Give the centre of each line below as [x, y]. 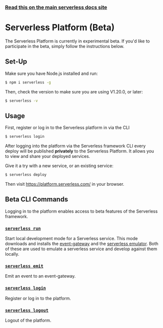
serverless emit [24, 266]
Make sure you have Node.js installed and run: [52, 73]
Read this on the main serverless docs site [56, 7]
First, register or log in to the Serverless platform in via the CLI [67, 128]
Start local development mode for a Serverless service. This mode [71, 239]
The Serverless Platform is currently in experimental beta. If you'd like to [77, 41]
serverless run [23, 228]
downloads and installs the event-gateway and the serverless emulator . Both [82, 244]
